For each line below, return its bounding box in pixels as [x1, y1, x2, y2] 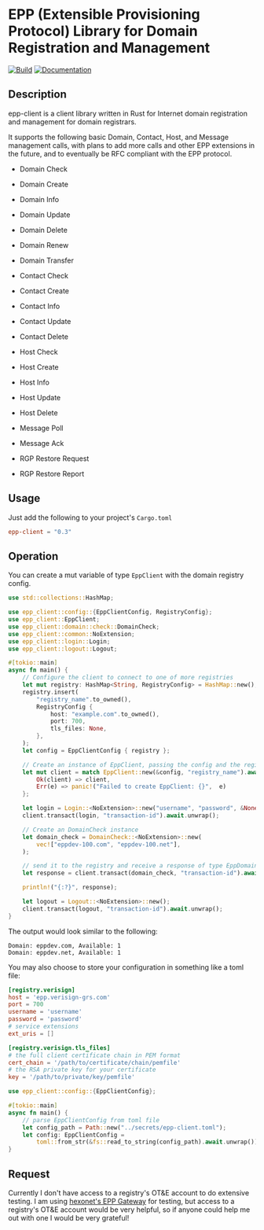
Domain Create [19, 179, 69, 189]
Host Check [19, 347, 58, 356]
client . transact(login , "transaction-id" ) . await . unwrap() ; [22, 812, 220, 819]
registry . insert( [22, 688, 79, 696]
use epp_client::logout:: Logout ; [8, 645, 118, 653]
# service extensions [8, 1022, 79, 1030]
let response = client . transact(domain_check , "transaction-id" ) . [22, 869, 244, 878]
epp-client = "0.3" [8, 528, 72, 536]
